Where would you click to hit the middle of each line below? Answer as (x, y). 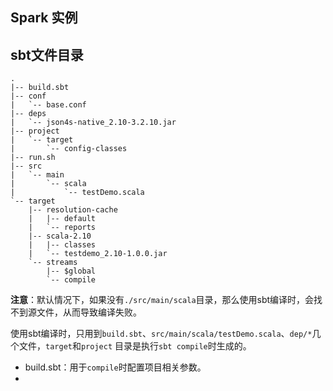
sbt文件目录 (47, 54)
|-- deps (28, 114)
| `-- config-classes (69, 149)
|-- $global (71, 271)
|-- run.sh (33, 158)
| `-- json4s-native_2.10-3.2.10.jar (93, 123)
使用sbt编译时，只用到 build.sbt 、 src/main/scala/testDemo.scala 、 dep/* (161, 334)
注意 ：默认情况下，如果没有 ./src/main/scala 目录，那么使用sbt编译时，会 (162, 300)
